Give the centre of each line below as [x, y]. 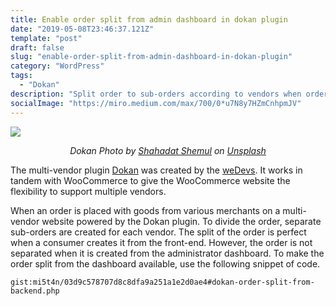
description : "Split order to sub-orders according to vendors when [156, 94]
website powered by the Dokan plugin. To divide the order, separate [181, 221]
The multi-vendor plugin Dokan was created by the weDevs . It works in [156, 170]
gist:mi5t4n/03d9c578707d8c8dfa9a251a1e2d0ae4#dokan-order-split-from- [162, 282]
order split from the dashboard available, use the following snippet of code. [165, 263]
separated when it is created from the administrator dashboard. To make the [167, 253]
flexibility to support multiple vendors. [88, 191]
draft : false [37, 47]
